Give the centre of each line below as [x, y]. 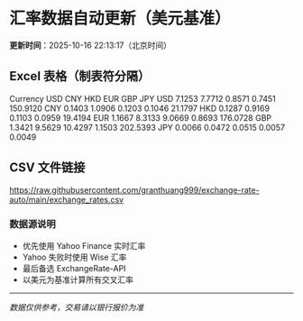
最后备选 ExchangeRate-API [74, 268]
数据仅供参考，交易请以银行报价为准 [77, 307]
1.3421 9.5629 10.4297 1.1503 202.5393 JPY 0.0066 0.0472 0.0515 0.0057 [147, 127]
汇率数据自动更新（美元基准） [120, 18]
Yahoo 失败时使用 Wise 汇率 [74, 257]
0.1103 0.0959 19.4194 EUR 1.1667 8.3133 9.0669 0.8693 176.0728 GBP [141, 117]
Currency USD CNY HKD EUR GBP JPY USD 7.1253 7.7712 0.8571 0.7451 [143, 98]
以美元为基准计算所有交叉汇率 [78, 280]
